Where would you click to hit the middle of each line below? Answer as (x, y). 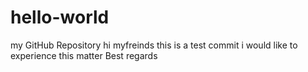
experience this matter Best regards (84, 55)
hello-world (60, 17)
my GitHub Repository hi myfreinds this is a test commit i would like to (154, 45)
